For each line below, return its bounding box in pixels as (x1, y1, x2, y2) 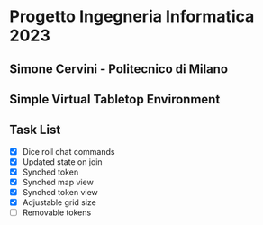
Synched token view (22, 187, 99, 198)
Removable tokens (22, 207, 92, 218)
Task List (9, 122, 61, 138)
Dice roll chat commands (22, 146, 115, 157)
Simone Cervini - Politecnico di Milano (9, 61, 228, 76)
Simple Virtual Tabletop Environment (9, 92, 221, 107)
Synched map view (22, 176, 95, 187)
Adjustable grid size (22, 197, 97, 208)
